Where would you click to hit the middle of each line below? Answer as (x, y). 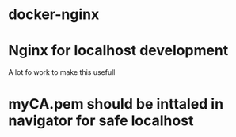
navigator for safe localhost (101, 121)
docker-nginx (54, 15)
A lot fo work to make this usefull (62, 72)
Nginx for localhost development (118, 51)
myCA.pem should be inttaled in (116, 104)
